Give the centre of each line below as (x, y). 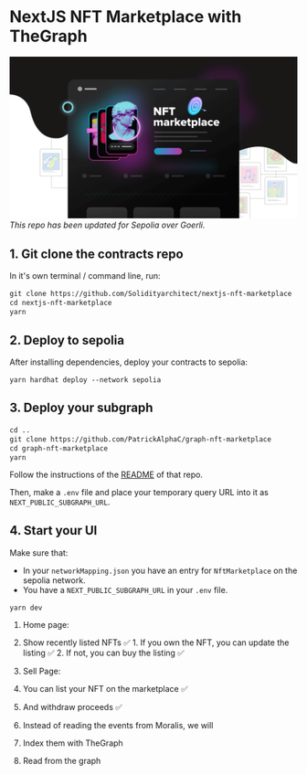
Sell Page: (42, 671)
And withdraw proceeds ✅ (73, 706)
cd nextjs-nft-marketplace (61, 303)
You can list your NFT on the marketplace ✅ (106, 688)
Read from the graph (62, 760)
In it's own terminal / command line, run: (85, 276)
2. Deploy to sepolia (67, 340)
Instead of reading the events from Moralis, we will (118, 725)
